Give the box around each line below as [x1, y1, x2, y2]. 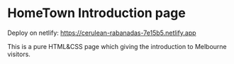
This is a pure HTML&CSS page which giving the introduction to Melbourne [7, 42, 227, 50]
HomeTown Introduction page [7, 5, 186, 21]
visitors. [7, 50, 30, 58]
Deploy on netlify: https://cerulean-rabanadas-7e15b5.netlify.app [7, 28, 196, 37]
